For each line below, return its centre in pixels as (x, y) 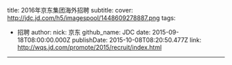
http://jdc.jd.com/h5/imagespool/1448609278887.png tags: (91, 18)
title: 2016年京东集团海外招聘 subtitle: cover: (70, 10)
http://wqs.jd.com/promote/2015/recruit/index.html (89, 47)
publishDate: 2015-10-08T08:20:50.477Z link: (137, 40)
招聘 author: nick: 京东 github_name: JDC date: (84, 32)
